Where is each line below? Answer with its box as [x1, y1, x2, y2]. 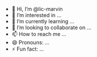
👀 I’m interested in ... [11, 12, 62, 19]
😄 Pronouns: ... [11, 39, 50, 46]
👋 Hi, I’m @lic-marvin [11, 6, 63, 12]
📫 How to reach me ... [11, 31, 66, 37]
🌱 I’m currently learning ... [11, 18, 75, 24]
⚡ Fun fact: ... [11, 45, 44, 52]
